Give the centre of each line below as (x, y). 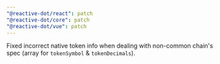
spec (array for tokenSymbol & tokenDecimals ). (71, 53)
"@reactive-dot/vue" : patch (47, 26)
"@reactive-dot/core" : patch (48, 20)
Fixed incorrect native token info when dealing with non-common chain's (110, 46)
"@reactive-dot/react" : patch (50, 13)
